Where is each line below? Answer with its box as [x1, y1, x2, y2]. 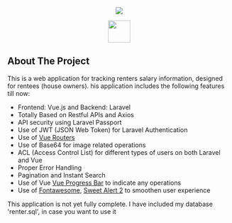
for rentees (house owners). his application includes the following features [7, 82, 225, 90]
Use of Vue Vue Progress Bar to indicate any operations [17, 178, 182, 187]
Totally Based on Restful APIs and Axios [17, 110, 135, 119]
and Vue [17, 156, 43, 164]
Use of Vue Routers [17, 133, 75, 141]
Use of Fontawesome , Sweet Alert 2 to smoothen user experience [17, 185, 211, 195]
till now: [7, 89, 31, 97]
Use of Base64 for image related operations [17, 141, 146, 149]
